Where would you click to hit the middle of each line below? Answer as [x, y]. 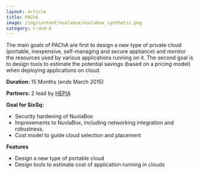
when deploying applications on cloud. [53, 70]
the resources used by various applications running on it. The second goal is [100, 58]
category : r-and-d [29, 28]
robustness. [29, 129]
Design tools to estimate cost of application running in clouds [90, 164]
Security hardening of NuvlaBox [54, 116]
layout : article [26, 12]
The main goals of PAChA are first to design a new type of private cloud [94, 45]
